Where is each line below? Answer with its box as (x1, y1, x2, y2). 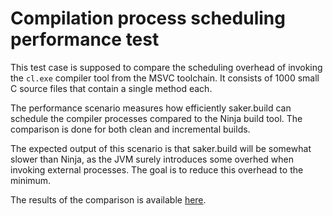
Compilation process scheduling (10, 7, 286, 30)
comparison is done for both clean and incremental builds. (10, 123, 251, 135)
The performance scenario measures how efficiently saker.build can (10, 102, 292, 114)
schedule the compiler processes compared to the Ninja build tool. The (10, 112, 303, 124)
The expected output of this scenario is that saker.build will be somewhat (10, 142, 312, 154)
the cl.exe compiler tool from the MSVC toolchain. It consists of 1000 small (10, 72, 320, 84)
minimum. (10, 174, 52, 186)
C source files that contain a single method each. (10, 82, 213, 94)
